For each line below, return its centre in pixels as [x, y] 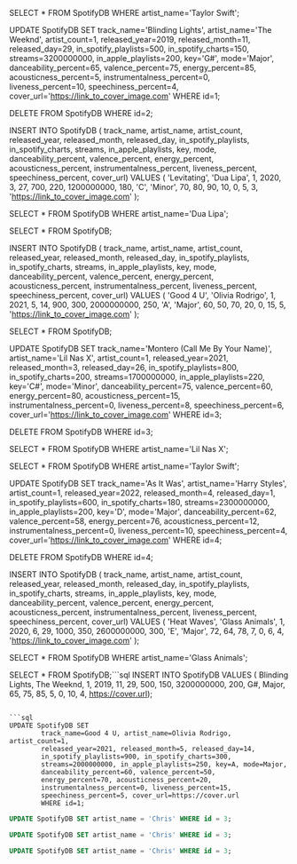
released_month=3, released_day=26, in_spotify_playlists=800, [124, 367]
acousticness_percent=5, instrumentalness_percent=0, [110, 77]
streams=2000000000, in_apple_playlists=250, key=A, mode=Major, [164, 765]
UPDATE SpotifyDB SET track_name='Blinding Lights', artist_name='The [141, 30]
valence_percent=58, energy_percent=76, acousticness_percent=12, [134, 521]
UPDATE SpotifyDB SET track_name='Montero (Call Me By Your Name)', [141, 349]
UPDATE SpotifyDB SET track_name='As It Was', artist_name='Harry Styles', [148, 484]
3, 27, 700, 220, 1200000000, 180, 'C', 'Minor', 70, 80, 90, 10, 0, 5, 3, [134, 187]
